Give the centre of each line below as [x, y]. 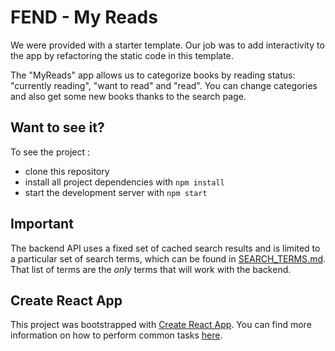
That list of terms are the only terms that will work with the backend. [151, 269]
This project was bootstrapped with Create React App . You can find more [161, 325]
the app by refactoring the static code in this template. [122, 55]
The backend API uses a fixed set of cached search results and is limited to [165, 248]
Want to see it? [57, 127]
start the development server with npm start [116, 192]
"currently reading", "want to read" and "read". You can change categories [164, 85]
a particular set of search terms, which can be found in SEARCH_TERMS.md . [168, 258]
